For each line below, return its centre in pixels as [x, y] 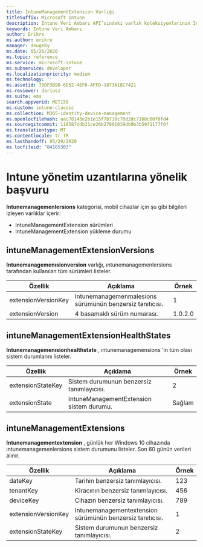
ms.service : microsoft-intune [44, 62]
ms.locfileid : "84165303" [39, 147]
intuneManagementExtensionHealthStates [89, 335]
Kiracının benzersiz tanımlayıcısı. [121, 490]
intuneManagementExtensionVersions [80, 250]
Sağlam [183, 403]
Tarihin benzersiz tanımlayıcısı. [118, 481]
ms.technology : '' [29, 79]
